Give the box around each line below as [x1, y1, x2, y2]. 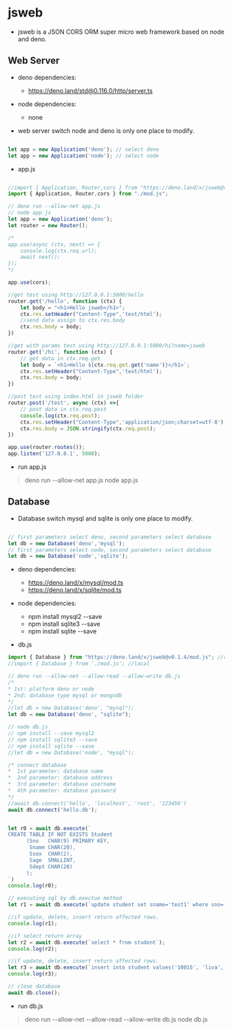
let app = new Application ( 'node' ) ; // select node [8, 152, 159, 159]
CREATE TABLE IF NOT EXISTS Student [8, 831, 113, 838]
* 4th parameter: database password [8, 787, 116, 795]
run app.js [17, 463, 47, 471]
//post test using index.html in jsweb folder [8, 393, 144, 400]
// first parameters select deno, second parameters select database [8, 534, 212, 540]
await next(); [20, 253, 61, 261]
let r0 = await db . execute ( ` [8, 825, 92, 832]
